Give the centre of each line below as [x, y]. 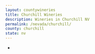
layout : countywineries [30, 10]
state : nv [16, 33]
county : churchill [25, 29]
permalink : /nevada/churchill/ [38, 24]
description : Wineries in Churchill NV [47, 19]
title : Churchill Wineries [34, 15]
